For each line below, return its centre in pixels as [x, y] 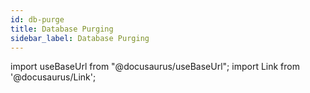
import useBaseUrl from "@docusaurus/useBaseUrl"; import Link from [155, 67]
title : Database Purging [62, 29]
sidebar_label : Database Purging [80, 38]
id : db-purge [37, 19]
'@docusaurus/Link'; [53, 77]
